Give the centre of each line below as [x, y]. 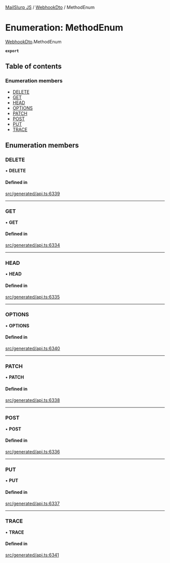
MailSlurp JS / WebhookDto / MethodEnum [50, 7]
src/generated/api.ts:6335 [33, 297]
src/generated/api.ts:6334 [33, 245]
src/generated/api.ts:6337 [32, 503]
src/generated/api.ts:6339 [33, 194]
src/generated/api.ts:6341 [32, 555]
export [12, 51]
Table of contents [33, 66]
